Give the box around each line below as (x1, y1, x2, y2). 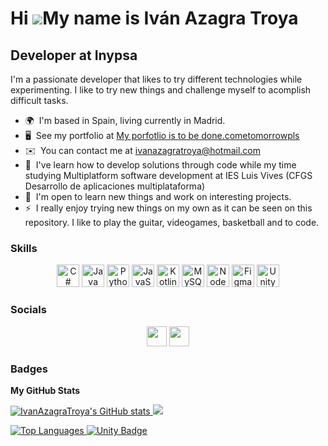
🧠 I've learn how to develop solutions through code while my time (24, 159, 297, 171)
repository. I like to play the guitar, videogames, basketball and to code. (24, 217, 320, 228)
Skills (10, 241, 38, 255)
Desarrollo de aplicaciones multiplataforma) (24, 180, 206, 192)
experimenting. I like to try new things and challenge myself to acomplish (10, 84, 312, 96)
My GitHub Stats (10, 384, 81, 396)
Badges (10, 362, 48, 376)
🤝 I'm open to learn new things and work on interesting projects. (24, 191, 292, 202)
